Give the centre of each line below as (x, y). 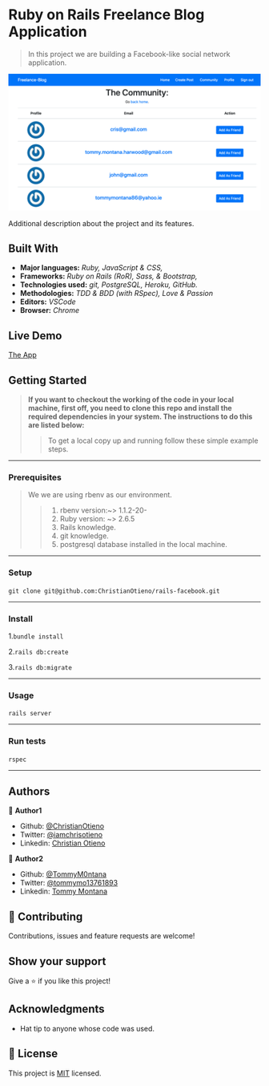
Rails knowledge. (88, 528)
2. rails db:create (38, 651)
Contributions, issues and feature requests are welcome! (102, 936)
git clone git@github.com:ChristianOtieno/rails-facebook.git (114, 591)
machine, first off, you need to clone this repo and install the (130, 408)
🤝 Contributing (46, 916)
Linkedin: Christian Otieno (62, 843)
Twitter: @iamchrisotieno (61, 835)
